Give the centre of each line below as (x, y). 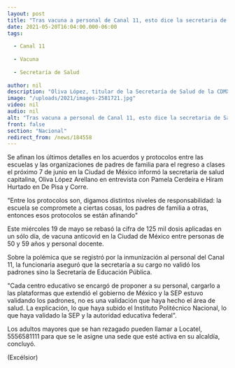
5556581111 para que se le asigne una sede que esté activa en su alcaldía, (114, 337)
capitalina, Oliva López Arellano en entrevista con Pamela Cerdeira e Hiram (115, 180)
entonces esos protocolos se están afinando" (73, 215)
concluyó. (22, 344)
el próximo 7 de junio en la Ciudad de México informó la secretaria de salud (116, 172)
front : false (26, 124)
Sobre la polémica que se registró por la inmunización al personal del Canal (116, 257)
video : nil (23, 105)
